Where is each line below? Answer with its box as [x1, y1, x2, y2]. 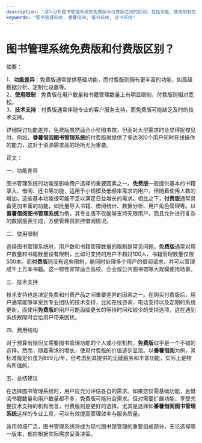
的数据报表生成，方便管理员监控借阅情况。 [6, 217, 112, 225]
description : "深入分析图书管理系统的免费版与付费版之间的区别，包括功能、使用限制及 [6, 8, 197, 15]
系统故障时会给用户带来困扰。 [6, 314, 80, 321]
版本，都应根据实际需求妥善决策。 [11, 430, 96, 438]
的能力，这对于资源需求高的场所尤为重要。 [6, 141, 112, 149]
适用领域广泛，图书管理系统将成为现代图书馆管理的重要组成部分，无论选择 [6, 423, 191, 430]
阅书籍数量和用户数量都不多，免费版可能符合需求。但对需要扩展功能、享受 [6, 395, 191, 402]
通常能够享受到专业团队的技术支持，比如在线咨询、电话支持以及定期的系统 [11, 299, 196, 306]
